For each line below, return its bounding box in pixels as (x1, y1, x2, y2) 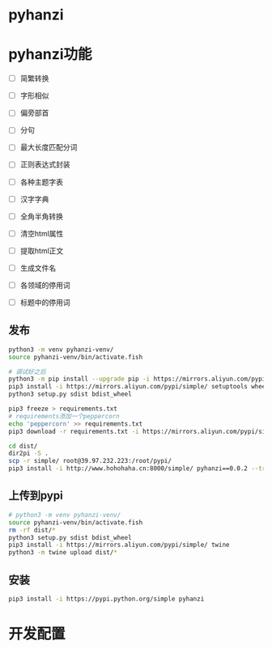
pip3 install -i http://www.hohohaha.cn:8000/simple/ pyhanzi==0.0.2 (8, 464, 249, 473)
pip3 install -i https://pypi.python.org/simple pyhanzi (8, 595, 205, 603)
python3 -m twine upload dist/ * (8, 549, 117, 557)
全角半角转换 (19, 211, 63, 221)
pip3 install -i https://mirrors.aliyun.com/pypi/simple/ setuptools (8, 383, 249, 391)
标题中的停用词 (19, 297, 70, 307)
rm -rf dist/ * (8, 526, 57, 534)
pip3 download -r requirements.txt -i (8, 427, 139, 435)
